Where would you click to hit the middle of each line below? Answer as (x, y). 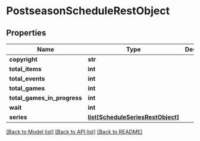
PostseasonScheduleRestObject (88, 11)
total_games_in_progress (46, 98)
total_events (27, 78)
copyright (23, 59)
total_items (25, 69)
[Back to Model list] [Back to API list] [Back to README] (74, 132)
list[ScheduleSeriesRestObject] (134, 117)
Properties (26, 33)
